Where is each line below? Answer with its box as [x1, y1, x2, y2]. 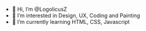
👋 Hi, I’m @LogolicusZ [12, 6, 68, 13]
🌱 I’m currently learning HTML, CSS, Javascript [12, 18, 130, 25]
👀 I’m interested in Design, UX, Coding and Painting [12, 12, 141, 19]
